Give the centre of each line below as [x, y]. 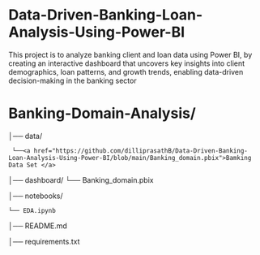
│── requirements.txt [44, 241]
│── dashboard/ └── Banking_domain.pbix [81, 179]
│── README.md [38, 226]
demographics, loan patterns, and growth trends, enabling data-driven [126, 71]
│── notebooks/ [36, 196]
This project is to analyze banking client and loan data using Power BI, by [130, 54]
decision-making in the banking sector [72, 80]
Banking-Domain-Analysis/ [102, 113]
